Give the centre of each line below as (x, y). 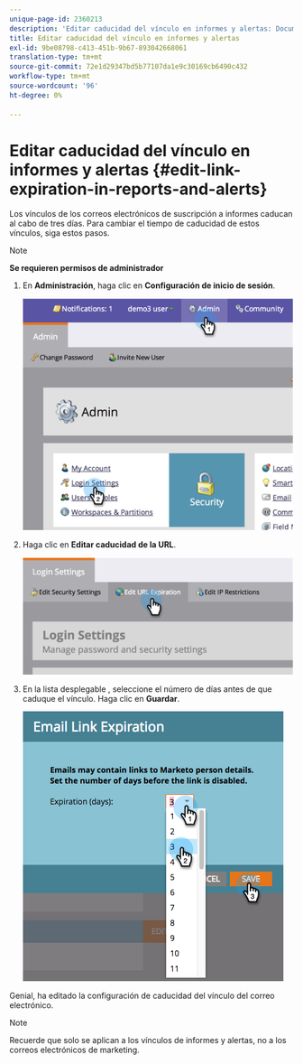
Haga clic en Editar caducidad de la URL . (99, 544)
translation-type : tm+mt (56, 57)
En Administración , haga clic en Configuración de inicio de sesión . (149, 285)
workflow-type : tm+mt (50, 77)
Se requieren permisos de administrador (87, 268)
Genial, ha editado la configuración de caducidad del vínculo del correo (142, 995)
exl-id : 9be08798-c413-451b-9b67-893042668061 (98, 48)
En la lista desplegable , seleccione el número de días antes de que (147, 689)
